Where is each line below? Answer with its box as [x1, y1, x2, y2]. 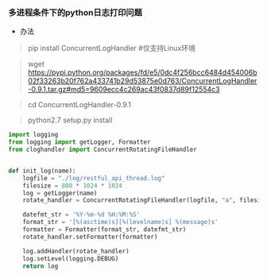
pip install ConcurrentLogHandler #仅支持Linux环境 [27, 44, 196, 53]
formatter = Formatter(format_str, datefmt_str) [22, 226, 187, 234]
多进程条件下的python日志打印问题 [8, 6, 143, 17]
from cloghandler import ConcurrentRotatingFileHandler [8, 145, 197, 154]
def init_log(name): [8, 167, 77, 175]
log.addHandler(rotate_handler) [22, 247, 130, 255]
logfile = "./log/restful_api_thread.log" [22, 174, 165, 182]
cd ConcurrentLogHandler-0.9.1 [27, 100, 131, 110]
